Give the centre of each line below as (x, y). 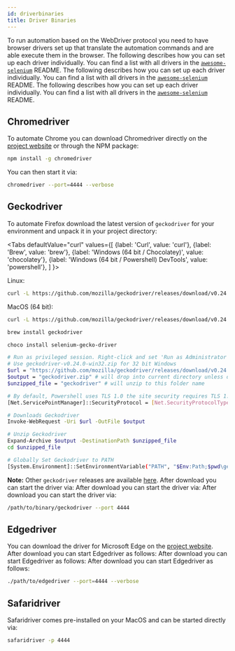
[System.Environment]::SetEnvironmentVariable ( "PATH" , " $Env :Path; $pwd (114, 466)
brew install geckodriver (45, 332)
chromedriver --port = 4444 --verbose (60, 185)
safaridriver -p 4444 (39, 640)
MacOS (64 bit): (30, 307)
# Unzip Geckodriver (37, 435)
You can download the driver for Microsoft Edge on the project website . (110, 546)
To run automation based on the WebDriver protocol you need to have (108, 40)
